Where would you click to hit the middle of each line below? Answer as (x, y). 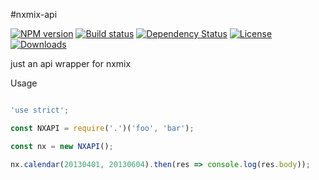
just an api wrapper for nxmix (71, 63)
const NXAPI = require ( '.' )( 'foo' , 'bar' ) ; (102, 128)
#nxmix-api (34, 14)
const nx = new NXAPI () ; (62, 146)
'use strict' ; (40, 110)
